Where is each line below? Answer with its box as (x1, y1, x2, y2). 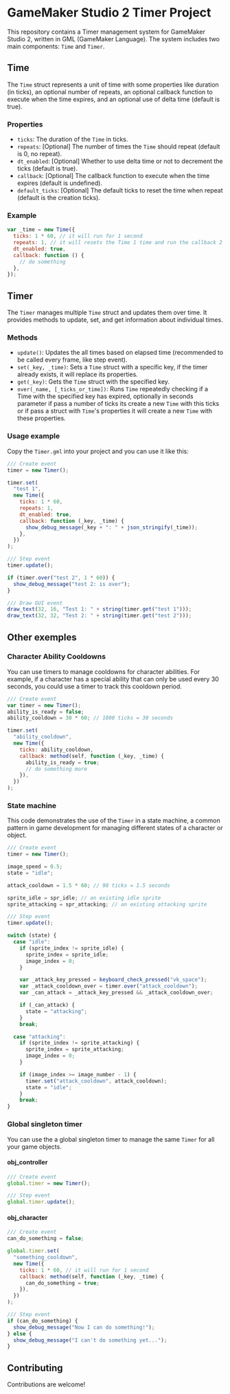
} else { (7, 1330, 32, 1337)
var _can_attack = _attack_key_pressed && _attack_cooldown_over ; (19, 989, 214, 997)
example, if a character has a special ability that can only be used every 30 (7, 675, 220, 683)
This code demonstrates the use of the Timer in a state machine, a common (7, 816, 221, 825)
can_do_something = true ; (25, 1279, 100, 1287)
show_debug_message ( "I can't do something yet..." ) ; (13, 1336, 168, 1344)
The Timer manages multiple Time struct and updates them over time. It (7, 308, 207, 317)
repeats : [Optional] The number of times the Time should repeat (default (16, 142, 220, 151)
